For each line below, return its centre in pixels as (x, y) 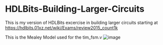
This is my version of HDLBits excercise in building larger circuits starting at (81, 22)
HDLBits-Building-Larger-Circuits (75, 9)
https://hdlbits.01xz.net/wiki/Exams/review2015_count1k (62, 27)
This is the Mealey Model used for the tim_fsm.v (54, 37)
